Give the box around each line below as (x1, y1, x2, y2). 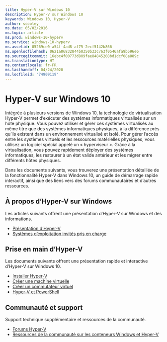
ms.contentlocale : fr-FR (5, 63, 57, 68)
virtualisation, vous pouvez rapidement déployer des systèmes (5, 147, 134, 153)
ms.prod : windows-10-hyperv (5, 35, 64, 40)
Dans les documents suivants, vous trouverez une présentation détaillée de (5, 167, 159, 173)
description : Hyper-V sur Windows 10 (5, 12, 83, 17)
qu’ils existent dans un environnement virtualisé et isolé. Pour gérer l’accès (5, 131, 159, 137)
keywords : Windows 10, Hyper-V (5, 16, 70, 21)
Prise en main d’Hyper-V (5, 245, 83, 254)
